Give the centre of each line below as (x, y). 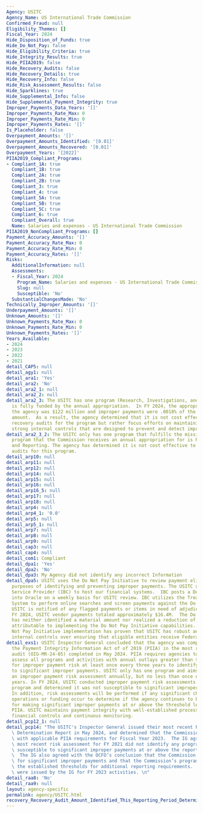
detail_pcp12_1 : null (34, 722)
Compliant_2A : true (36, 175)
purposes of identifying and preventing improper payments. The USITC (102, 586)
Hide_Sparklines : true (35, 91)
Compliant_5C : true (36, 209)
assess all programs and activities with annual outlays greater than (102, 660)
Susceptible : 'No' (40, 294)
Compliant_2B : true (36, 181)
